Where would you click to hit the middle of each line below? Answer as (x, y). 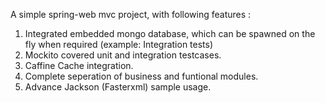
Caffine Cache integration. (79, 65)
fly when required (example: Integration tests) (119, 44)
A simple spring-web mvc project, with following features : (131, 14)
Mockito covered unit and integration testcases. (123, 55)
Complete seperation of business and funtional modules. (141, 76)
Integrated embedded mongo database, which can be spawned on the (170, 33)
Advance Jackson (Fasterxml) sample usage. (118, 87)
